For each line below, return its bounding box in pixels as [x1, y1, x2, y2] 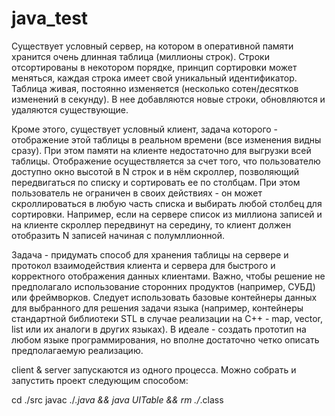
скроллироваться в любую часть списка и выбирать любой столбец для [11, 197, 323, 209]
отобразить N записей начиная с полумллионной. [11, 229, 226, 241]
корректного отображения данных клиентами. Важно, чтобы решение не [11, 270, 326, 282]
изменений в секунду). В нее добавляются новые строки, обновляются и [11, 93, 326, 105]
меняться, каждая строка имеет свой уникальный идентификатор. [11, 72, 298, 84]
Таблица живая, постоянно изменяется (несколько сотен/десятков [11, 82, 299, 94]
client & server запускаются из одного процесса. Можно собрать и [11, 363, 297, 376]
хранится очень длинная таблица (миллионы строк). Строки [11, 50, 270, 62]
